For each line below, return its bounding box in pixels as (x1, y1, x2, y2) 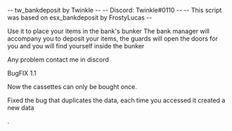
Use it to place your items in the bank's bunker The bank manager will (7, 27, 210, 35)
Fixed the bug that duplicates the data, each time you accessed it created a (7, 96, 226, 104)
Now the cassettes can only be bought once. (7, 83, 137, 90)
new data (7, 104, 34, 111)
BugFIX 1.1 (7, 69, 37, 77)
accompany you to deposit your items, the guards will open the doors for (7, 34, 218, 43)
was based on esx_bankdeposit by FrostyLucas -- (7, 13, 153, 22)
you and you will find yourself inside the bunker (7, 42, 145, 50)
